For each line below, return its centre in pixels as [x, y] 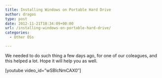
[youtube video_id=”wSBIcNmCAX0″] [43, 70]
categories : [17, 33]
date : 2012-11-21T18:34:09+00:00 [39, 23]
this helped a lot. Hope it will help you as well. [51, 61]
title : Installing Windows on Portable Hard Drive [58, 10]
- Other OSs [22, 38]
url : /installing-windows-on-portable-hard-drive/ [58, 28]
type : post [16, 19]
